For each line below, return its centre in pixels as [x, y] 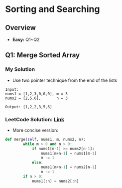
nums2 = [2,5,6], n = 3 [37, 98]
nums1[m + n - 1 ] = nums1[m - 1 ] [69, 153]
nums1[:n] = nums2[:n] [55, 181]
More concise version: [35, 130]
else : [37, 163]
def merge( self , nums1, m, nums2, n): [45, 139]
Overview [21, 28]
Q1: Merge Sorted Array [43, 55]
